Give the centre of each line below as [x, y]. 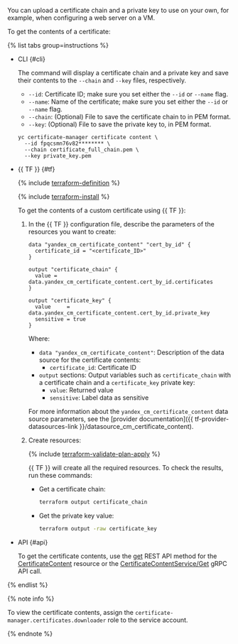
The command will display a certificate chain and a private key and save [123, 73]
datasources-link [53, 426]
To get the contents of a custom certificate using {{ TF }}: [102, 210]
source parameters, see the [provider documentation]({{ [111, 419]
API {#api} [33, 542]
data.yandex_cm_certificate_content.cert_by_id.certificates [120, 282]
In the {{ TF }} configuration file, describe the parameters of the [121, 224]
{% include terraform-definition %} [69, 183]
